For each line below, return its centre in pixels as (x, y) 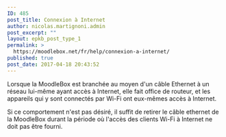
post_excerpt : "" (32, 33)
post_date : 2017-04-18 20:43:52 (53, 64)
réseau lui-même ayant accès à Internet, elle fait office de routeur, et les (109, 91)
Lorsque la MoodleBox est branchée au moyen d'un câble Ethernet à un (109, 84)
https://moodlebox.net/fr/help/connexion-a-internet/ (91, 52)
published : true (30, 58)
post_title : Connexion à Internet (56, 20)
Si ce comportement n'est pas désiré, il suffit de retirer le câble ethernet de (113, 112)
